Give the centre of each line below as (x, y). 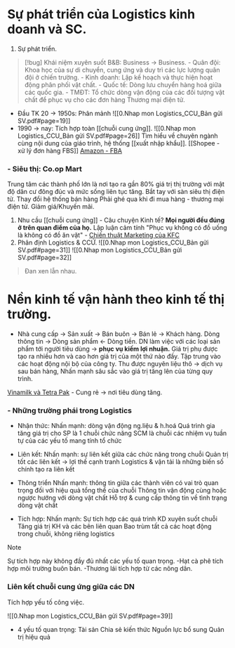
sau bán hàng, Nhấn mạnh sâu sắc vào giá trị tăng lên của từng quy (115, 371)
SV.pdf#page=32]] (45, 258)
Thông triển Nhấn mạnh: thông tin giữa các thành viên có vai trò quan (118, 483)
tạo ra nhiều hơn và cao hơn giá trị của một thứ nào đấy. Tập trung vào (119, 356)
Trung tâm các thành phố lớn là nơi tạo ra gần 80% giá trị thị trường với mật (116, 184)
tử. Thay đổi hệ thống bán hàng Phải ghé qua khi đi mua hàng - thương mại (116, 199)
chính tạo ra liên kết (46, 469)
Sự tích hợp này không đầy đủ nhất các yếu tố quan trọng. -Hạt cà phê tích (115, 561)
